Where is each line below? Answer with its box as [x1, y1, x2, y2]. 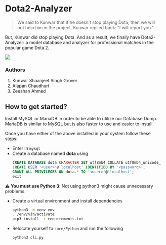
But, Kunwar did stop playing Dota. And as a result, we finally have [5, 34, 140, 40]
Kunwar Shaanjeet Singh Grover [12, 78, 78, 84]
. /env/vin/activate [12, 212, 55, 217]
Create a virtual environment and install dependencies [12, 197, 123, 203]
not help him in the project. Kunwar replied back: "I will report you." [17, 24, 154, 30]
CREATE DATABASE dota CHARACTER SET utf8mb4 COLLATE [12, 160, 124, 165]
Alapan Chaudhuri [12, 83, 49, 89]
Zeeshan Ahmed [12, 88, 46, 94]
